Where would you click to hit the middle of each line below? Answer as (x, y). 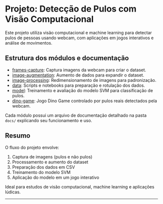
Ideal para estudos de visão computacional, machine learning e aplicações (80, 187)
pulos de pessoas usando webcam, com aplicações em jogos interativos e (79, 38)
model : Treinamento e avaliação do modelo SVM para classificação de (82, 90)
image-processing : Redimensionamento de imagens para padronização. (84, 80)
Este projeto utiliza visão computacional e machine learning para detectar (78, 32)
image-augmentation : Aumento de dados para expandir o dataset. (78, 75)
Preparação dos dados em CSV (43, 167)
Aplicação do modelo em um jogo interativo (56, 177)
